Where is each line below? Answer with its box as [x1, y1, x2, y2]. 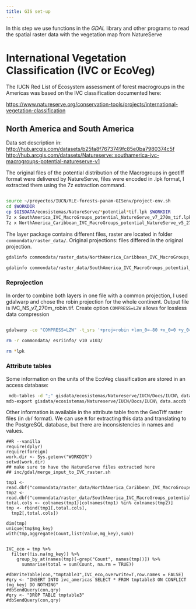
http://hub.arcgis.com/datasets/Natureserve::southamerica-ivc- [6, 152, 159, 159]
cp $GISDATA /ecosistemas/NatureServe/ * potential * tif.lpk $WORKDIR [6, 209, 171, 215]
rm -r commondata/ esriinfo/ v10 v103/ [6, 338, 103, 343]
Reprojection [6, 278, 44, 287]
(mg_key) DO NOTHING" [6, 582, 59, 588]
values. [6, 428, 23, 435]
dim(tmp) [6, 521, 27, 527]
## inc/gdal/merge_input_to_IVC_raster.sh [6, 469, 111, 476]
